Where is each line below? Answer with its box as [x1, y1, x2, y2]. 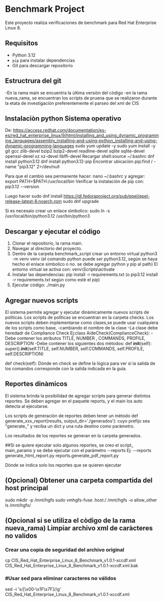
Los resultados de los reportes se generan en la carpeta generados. [5, 432, 142, 438]
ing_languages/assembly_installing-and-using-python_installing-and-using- [5, 138, 158, 144]
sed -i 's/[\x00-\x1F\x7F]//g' [5, 586, 61, 592]
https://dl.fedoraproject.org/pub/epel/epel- [63, 193, 150, 199]
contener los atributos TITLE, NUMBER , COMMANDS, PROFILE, [17, 335, 145, 341]
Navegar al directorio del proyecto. [12, 246, 82, 251]
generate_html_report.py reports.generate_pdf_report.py [5, 452, 119, 458]
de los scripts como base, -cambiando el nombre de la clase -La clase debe [5, 325, 158, 330]
